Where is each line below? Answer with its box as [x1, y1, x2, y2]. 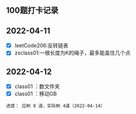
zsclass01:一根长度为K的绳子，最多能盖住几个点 [14, 49, 131, 57]
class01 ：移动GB [14, 90, 57, 98]
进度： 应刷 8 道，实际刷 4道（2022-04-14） [6, 103, 106, 109]
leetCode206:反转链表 [14, 42, 69, 49]
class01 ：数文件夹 [14, 83, 60, 90]
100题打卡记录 [6, 5, 59, 16]
